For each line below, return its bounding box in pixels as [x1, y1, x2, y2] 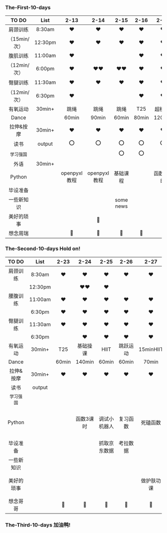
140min [75, 358, 94, 365]
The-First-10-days [5, 4, 51, 11]
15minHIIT [138, 346, 164, 353]
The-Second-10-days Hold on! [5, 245, 81, 252]
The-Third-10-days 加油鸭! [5, 521, 71, 528]
